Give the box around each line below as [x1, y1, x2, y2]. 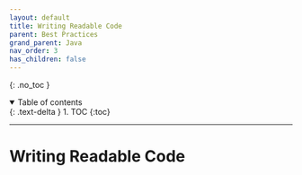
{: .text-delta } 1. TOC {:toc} [9, 107, 111, 117]
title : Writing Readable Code [9, 22, 123, 31]
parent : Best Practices [9, 30, 99, 39]
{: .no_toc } [9, 80, 50, 90]
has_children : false [9, 55, 87, 64]
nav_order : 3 [9, 47, 58, 56]
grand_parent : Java [9, 38, 83, 48]
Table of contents [17, 97, 83, 108]
